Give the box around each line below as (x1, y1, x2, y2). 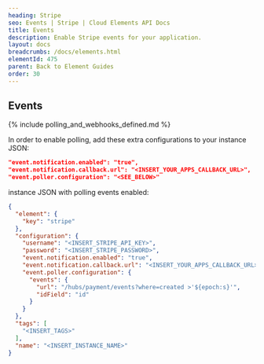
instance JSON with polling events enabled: (8, 188, 149, 197)
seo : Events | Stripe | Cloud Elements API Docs (8, 19, 170, 27)
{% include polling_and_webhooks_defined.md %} (8, 119, 171, 130)
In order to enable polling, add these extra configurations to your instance (8, 135, 247, 145)
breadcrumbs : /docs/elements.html (8, 48, 122, 56)
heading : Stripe (8, 11, 61, 20)
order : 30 (8, 70, 41, 78)
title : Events (8, 26, 55, 34)
